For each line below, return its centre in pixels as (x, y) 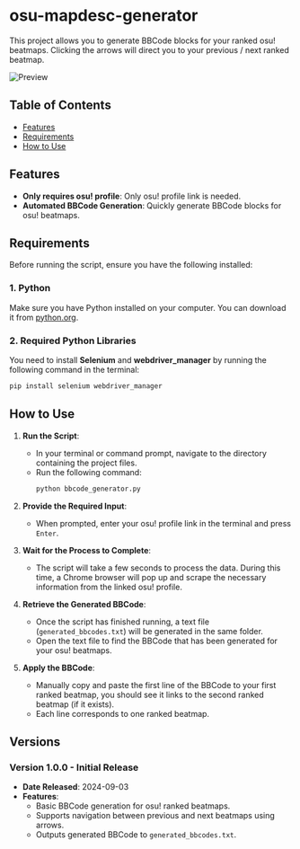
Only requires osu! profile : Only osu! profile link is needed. (132, 196)
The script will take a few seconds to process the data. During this (158, 568)
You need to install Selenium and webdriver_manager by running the (138, 359)
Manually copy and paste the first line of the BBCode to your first (156, 685)
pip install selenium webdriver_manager (86, 386)
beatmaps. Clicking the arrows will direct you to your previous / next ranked (150, 49)
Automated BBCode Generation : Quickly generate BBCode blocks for (152, 205)
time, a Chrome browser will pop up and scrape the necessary (151, 577)
